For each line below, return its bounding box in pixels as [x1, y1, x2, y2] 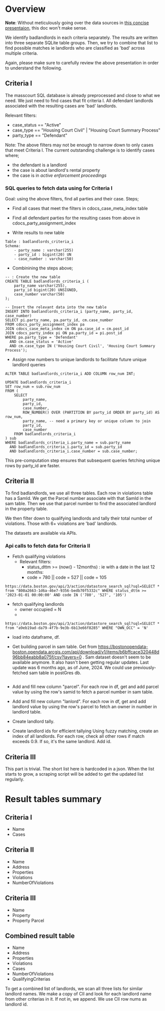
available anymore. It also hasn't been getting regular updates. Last [12, 659, 149, 665]
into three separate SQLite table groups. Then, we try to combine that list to [5, 39, 159, 45]
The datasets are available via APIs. [5, 530, 77, 536]
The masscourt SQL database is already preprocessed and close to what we [5, 92, 160, 98]
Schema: [5, 244, 21, 249]
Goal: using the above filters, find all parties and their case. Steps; [5, 196, 139, 202]
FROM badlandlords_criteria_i [14, 432, 76, 437]
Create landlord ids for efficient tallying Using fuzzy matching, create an [12, 728, 159, 734]
